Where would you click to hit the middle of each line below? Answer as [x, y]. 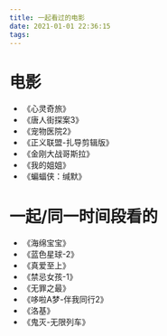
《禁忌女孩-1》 [50, 277]
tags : [19, 34]
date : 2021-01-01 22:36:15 [60, 26]
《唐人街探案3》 [53, 120]
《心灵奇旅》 [46, 108]
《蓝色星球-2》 [51, 255]
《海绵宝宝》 [46, 243]
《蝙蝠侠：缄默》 [54, 176]
